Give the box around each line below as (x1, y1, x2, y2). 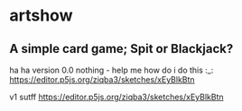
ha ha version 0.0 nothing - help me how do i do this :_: (9, 64, 214, 75)
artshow (9, 5, 73, 26)
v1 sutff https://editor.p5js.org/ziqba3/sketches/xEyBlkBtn (9, 91, 224, 102)
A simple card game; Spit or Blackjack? (9, 41, 234, 56)
